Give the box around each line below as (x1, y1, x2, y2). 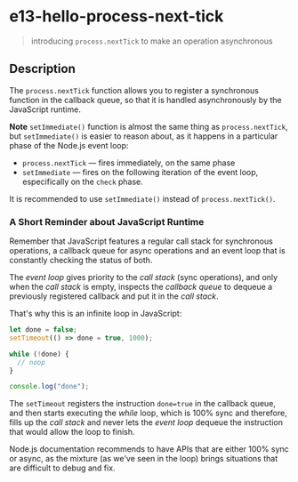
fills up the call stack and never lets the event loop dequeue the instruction (9, 417, 283, 428)
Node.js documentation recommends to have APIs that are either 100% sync (9, 444, 289, 454)
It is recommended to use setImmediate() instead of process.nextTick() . (9, 193, 276, 204)
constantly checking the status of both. (9, 255, 153, 266)
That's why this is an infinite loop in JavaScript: (9, 309, 182, 319)
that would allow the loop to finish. (9, 427, 135, 438)
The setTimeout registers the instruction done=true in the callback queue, (9, 398, 276, 409)
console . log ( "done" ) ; (9, 382, 90, 391)
